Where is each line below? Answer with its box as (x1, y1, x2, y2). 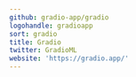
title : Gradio (9, 37, 62, 47)
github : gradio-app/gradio (9, 12, 109, 22)
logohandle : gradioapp (9, 21, 93, 30)
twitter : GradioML (9, 46, 77, 55)
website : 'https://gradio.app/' (9, 54, 129, 63)
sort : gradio (9, 29, 58, 38)
